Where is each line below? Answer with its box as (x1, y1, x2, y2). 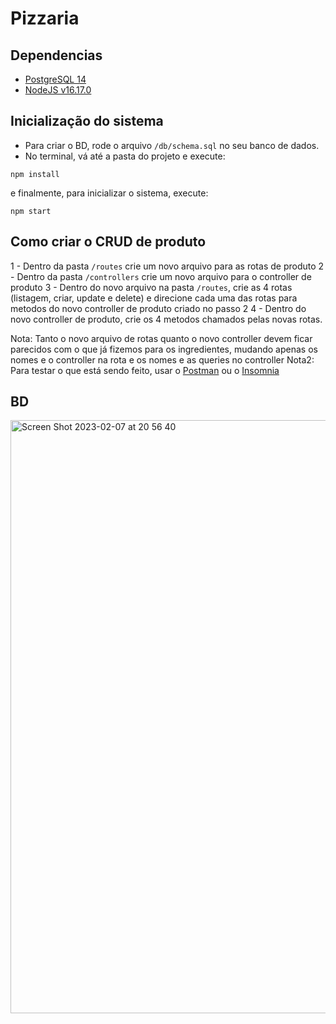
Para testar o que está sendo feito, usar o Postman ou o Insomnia (10, 364, 280, 376)
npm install (10, 169, 60, 179)
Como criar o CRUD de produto (10, 233, 207, 251)
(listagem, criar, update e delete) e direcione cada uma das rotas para (10, 292, 298, 304)
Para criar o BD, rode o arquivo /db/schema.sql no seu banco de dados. (24, 139, 320, 151)
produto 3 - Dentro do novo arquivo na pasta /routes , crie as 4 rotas (10, 281, 293, 293)
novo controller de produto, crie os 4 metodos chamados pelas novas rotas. (10, 313, 323, 325)
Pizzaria (10, 7, 80, 30)
